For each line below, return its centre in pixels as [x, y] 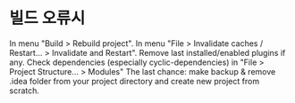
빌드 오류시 [47, 18]
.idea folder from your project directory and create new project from [135, 81]
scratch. [25, 91]
